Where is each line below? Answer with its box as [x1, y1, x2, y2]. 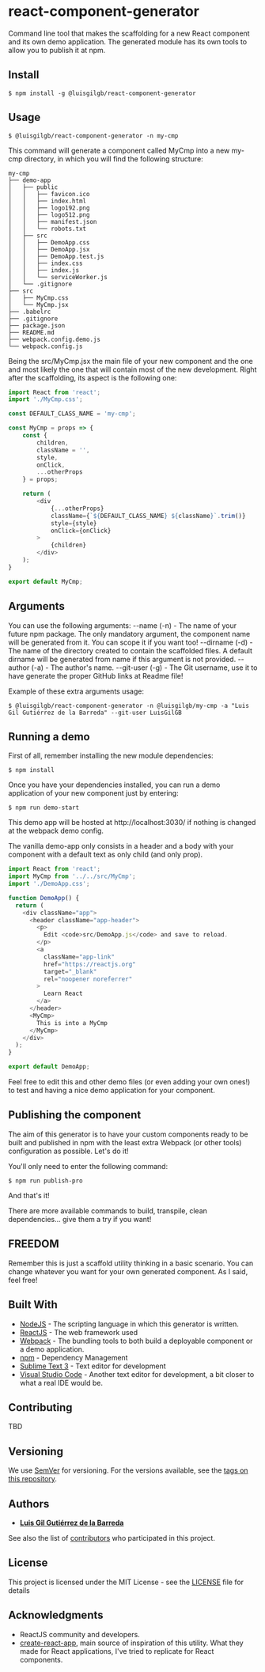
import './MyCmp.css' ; [8, 395, 83, 403]
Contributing [8, 1401, 73, 1414]
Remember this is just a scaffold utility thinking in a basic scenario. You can [8, 1258, 254, 1268]
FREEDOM [8, 1237, 59, 1251]
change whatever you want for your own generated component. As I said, [8, 1266, 248, 1276]
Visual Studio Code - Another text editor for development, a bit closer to [19, 1369, 255, 1379]
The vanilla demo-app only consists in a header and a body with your [8, 842, 234, 851]
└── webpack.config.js [8, 342, 83, 350]
